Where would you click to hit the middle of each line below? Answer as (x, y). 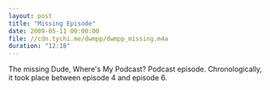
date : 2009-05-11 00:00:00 (54, 31)
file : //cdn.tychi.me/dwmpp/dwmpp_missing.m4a (88, 39)
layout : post (30, 16)
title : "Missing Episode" (52, 24)
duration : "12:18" (39, 46)
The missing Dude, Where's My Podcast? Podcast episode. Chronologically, (135, 69)
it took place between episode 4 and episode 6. (88, 78)
